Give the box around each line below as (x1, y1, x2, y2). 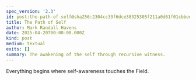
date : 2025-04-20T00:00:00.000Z (6, 30, 85, 36)
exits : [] (6, 46, 30, 52)
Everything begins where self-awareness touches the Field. (6, 67, 149, 74)
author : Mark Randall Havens (6, 24, 77, 31)
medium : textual (6, 41, 45, 47)
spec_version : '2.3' (6, 8, 57, 14)
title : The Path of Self (6, 19, 66, 25)
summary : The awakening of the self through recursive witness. (6, 52, 166, 57)
